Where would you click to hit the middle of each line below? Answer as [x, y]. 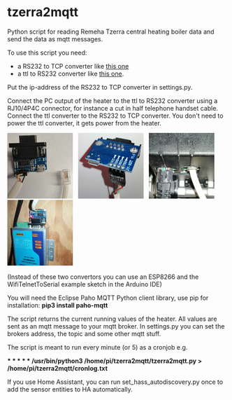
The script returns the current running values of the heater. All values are [112, 319]
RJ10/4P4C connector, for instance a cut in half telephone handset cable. [113, 108]
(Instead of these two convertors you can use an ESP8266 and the [103, 277]
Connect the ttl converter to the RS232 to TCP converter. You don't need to [115, 116]
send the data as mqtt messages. [55, 39]
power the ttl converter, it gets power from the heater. [85, 123]
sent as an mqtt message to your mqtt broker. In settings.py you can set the [116, 326]
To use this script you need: [47, 53]
